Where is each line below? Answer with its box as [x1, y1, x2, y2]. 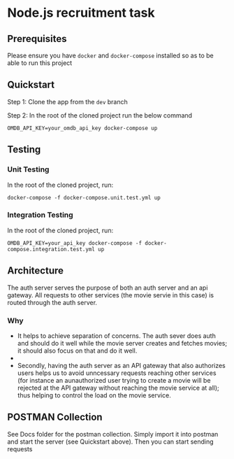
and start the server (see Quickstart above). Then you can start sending [7, 437, 214, 446]
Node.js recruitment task [7, 5, 155, 21]
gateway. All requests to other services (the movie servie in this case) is [7, 290, 214, 299]
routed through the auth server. [7, 298, 98, 306]
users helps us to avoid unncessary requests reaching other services [17, 369, 217, 377]
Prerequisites [7, 33, 67, 45]
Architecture [7, 264, 64, 277]
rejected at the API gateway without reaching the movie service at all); [17, 383, 220, 392]
